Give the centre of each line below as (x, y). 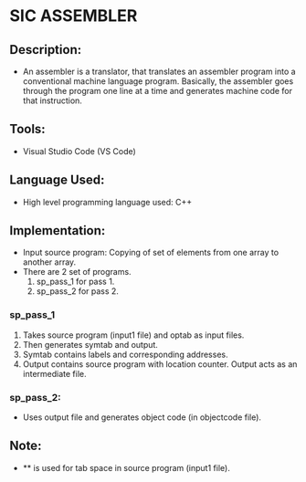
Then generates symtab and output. (90, 344)
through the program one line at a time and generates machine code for (158, 91)
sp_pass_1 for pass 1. (75, 282)
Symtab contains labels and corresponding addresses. (125, 354)
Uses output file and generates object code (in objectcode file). (142, 417)
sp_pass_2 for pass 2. (77, 291)
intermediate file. (54, 373)
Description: (46, 50)
